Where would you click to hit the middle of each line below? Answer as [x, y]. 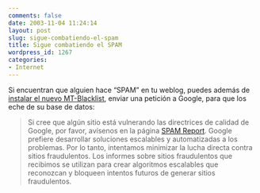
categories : [28, 60]
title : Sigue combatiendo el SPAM [65, 45]
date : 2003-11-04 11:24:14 [53, 23]
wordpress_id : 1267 [40, 52]
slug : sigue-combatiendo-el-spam [63, 38]
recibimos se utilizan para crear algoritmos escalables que [123, 164]
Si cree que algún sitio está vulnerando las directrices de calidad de [138, 122]
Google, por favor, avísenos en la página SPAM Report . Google [130, 130]
